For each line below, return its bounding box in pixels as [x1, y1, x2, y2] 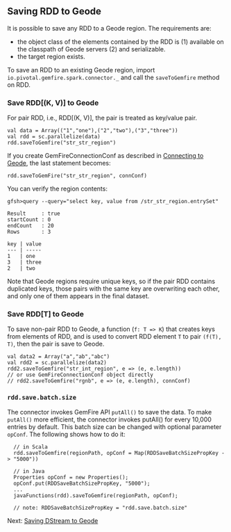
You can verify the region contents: [7, 184, 108, 193]
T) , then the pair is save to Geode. [7, 340, 105, 348]
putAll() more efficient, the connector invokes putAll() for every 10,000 [7, 415, 212, 424]
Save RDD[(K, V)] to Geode [7, 97, 99, 107]
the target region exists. [17, 52, 85, 61]
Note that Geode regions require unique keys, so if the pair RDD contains [7, 277, 216, 286]
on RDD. [7, 80, 31, 89]
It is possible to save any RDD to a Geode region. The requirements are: [7, 24, 212, 32]
